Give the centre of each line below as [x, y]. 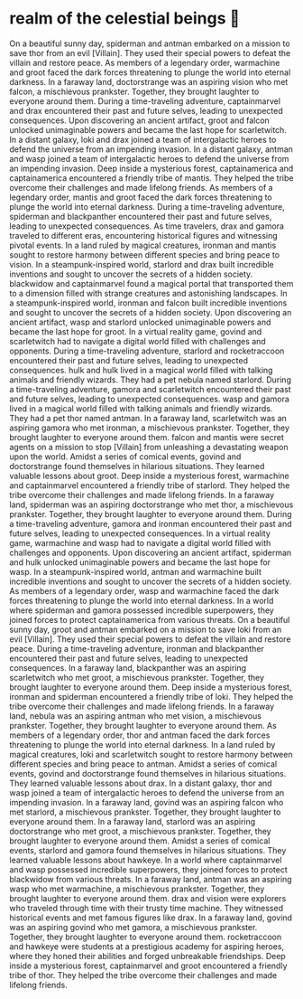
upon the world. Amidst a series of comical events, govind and [125, 457]
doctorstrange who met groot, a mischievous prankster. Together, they [141, 831]
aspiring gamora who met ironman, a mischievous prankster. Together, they [150, 428]
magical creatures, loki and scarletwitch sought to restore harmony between [151, 754]
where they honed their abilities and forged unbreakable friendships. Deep [147, 956]
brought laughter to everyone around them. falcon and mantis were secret [147, 437]
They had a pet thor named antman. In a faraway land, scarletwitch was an [148, 418]
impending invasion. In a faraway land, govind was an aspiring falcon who [147, 802]
